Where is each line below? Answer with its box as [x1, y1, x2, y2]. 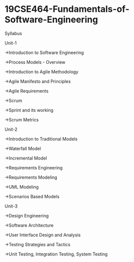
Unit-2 [4, 126, 18, 132]
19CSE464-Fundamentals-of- [4, 3, 130, 15]
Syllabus [4, 30, 22, 36]
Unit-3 [4, 203, 18, 209]
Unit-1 [4, 40, 17, 46]
